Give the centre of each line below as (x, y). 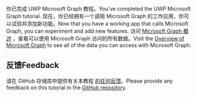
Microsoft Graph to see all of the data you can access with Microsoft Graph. (99, 45)
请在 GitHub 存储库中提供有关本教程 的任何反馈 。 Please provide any (90, 81)
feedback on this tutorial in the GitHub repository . (66, 87)
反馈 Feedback (33, 65)
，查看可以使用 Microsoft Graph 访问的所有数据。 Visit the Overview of (99, 38)
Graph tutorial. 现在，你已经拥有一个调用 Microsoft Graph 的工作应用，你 (95, 16)
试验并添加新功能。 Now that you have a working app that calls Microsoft (100, 24)
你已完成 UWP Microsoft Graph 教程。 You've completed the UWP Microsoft (99, 9)
